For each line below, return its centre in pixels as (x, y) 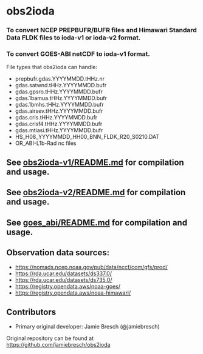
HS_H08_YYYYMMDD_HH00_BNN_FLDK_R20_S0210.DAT (87, 137)
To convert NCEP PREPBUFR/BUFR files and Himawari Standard (102, 30)
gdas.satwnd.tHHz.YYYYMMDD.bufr (61, 85)
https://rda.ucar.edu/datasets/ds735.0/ (64, 280)
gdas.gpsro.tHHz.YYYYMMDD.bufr (59, 92)
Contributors (31, 312)
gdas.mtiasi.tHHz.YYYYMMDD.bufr (59, 130)
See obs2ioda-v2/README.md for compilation (96, 192)
